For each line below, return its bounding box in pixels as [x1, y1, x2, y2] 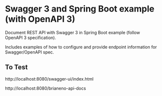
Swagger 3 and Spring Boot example [5, 3, 155, 14]
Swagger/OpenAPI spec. [5, 49, 54, 55]
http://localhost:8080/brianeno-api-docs [5, 85, 86, 91]
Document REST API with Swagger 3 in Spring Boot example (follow [5, 29, 140, 35]
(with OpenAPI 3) [5, 14, 75, 25]
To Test [5, 63, 28, 71]
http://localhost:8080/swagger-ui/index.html [5, 76, 94, 82]
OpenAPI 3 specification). [5, 35, 57, 41]
